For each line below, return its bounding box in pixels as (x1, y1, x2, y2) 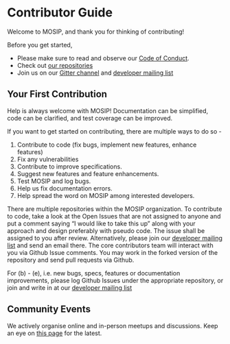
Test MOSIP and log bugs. (16, 177, 91, 185)
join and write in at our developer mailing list (7, 283, 133, 292)
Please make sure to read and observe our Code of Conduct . (16, 53, 190, 62)
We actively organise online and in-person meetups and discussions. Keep (7, 321, 218, 330)
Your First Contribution (7, 88, 108, 100)
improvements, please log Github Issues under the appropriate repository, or (7, 276, 224, 284)
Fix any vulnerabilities (16, 155, 79, 163)
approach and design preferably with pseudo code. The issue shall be (7, 226, 205, 234)
